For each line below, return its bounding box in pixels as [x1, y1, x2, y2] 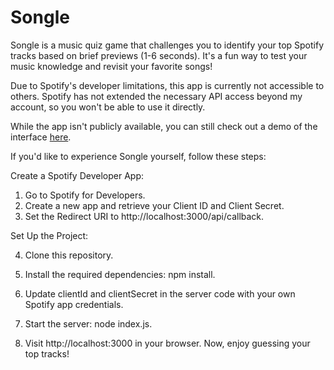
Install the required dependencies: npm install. [24, 268, 216, 280]
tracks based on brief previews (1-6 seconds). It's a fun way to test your [10, 49, 308, 61]
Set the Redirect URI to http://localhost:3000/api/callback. [24, 210, 265, 222]
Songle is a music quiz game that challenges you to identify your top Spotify [10, 39, 325, 51]
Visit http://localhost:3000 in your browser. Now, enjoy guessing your [24, 337, 311, 349]
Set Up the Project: [10, 229, 89, 241]
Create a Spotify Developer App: [10, 169, 144, 181]
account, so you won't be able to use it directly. [10, 101, 206, 113]
